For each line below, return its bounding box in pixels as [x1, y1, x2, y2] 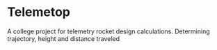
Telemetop [7, 4, 71, 20]
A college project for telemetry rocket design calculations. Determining [7, 27, 210, 35]
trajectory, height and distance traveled [7, 34, 120, 42]
